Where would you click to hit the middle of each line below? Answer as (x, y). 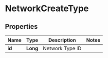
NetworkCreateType (47, 9)
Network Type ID (62, 48)
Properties (21, 27)
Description (62, 40)
